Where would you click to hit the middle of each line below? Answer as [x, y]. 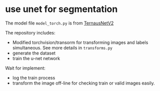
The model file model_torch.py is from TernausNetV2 [59, 23]
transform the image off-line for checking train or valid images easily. [83, 83]
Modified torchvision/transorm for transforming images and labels [80, 42]
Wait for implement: [25, 68]
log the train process [34, 77]
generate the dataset [34, 53]
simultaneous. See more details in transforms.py [62, 47]
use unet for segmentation [61, 9]
